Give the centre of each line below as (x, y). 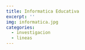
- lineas (22, 38)
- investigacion (31, 33)
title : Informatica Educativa (43, 11)
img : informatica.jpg (32, 22)
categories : (20, 27)
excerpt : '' (20, 17)
